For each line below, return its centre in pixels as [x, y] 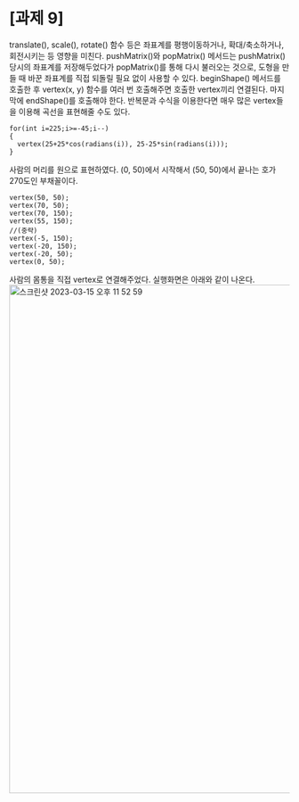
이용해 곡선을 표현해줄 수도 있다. [74, 112]
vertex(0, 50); [37, 261]
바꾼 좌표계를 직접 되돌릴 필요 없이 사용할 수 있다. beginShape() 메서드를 [155, 78]
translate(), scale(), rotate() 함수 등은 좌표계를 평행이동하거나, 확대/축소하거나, [147, 45]
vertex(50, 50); [39, 197]
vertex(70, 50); [39, 205]
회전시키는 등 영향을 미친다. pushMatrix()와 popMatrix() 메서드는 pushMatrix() [148, 55]
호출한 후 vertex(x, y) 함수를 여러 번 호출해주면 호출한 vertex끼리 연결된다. [139, 89]
